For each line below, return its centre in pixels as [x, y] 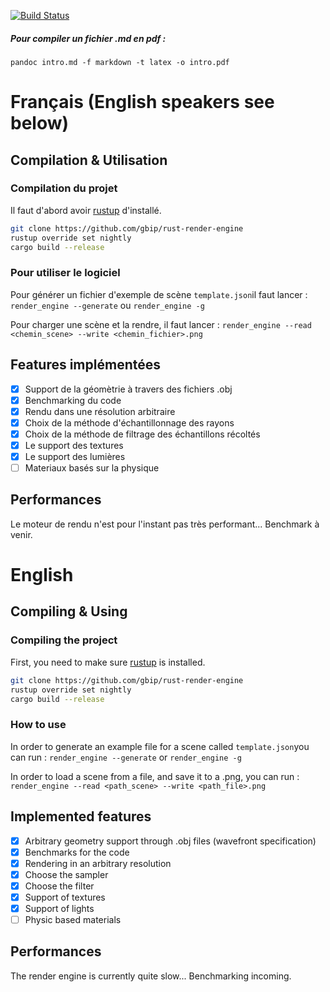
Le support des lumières [75, 456]
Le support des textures [74, 445]
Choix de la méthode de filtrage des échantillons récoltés [142, 434]
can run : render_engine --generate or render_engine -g [126, 757]
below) [40, 123]
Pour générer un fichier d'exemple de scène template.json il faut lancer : [159, 294]
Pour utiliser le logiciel [65, 273]
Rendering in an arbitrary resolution [98, 863]
